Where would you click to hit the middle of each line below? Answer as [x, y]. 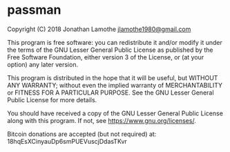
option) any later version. [42, 64]
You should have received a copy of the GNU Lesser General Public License [115, 113]
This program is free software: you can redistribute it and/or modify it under [115, 42]
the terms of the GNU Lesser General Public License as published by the [110, 50]
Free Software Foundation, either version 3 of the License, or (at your [106, 57]
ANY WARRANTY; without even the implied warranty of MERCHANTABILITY [115, 85]
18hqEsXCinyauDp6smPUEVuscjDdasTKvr [67, 141]
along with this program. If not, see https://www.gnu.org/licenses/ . [102, 120]
